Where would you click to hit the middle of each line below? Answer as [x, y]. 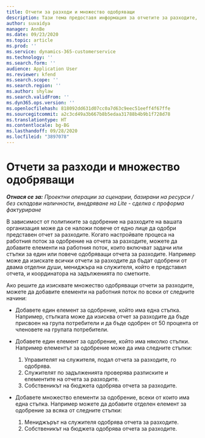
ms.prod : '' [21, 46]
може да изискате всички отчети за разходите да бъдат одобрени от [97, 260]
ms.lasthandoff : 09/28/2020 [42, 131]
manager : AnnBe [26, 29]
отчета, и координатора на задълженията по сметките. [78, 273]
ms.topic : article [30, 40]
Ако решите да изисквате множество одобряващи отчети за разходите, [100, 285]
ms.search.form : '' [31, 63]
